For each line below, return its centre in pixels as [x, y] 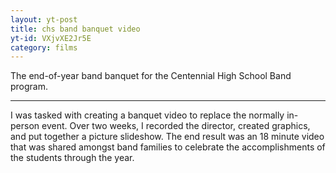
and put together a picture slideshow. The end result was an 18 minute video [167, 137]
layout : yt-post [44, 19]
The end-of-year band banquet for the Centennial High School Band [151, 76]
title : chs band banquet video [75, 29]
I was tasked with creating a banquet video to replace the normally [147, 115]
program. [29, 87]
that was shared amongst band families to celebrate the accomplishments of [168, 147]
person [25, 126]
